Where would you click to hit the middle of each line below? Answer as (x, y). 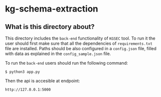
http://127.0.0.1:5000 (28, 90)
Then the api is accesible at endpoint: (42, 81)
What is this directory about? (50, 27)
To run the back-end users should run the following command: (66, 63)
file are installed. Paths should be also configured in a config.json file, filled (81, 48)
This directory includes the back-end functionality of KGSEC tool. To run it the (80, 38)
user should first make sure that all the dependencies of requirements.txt (79, 43)
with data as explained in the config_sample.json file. (58, 54)
